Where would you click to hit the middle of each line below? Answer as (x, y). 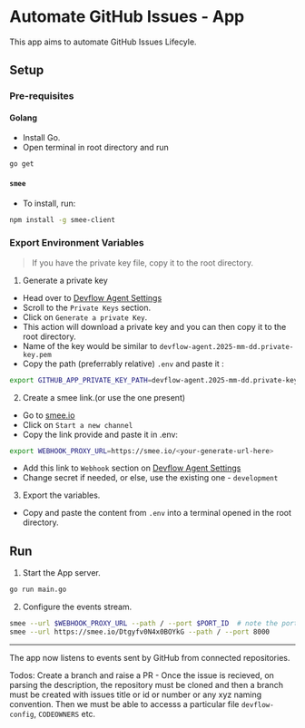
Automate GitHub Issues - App (127, 17)
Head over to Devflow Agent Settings (92, 297)
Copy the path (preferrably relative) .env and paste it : (123, 364)
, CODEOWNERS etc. (64, 713)
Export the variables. (61, 495)
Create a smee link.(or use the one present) (104, 397)
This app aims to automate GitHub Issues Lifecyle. (103, 42)
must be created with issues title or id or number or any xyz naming (136, 694)
